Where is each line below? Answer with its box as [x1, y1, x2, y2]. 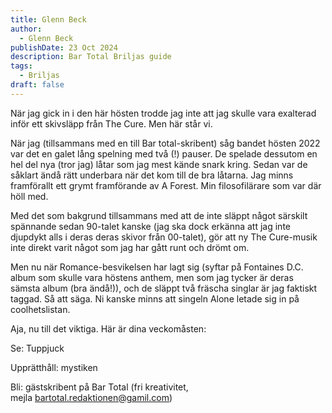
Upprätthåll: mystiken [10, 361, 98, 373]
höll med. [10, 190, 49, 202]
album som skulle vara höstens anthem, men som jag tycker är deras [10, 271, 294, 283]
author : [10, 24, 43, 34]
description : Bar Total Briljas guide [10, 52, 172, 62]
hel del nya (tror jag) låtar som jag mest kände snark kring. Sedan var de [10, 158, 308, 170]
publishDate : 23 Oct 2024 [10, 42, 118, 53]
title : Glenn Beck [10, 14, 87, 25]
